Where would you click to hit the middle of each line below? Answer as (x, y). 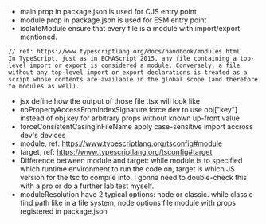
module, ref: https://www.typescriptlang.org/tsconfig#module (121, 143)
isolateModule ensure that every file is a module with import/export (130, 28)
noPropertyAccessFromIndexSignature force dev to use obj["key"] (129, 110)
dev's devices (43, 135)
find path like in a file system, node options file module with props (128, 203)
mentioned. (38, 37)
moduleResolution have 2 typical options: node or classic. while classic (136, 194)
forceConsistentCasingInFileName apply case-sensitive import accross (136, 126)
